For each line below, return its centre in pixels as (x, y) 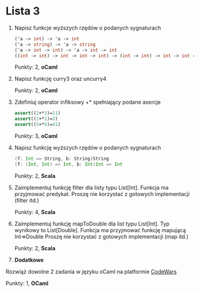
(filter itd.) (27, 200)
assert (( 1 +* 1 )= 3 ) (36, 119)
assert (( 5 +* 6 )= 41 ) (37, 125)
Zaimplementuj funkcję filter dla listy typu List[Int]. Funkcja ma (91, 187)
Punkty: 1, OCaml (27, 283)
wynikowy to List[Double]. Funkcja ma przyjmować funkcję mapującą (100, 230)
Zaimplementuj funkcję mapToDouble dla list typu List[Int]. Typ (92, 224)
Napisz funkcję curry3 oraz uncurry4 (60, 79)
